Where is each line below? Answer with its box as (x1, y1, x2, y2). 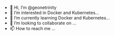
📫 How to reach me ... (9, 26, 56, 31)
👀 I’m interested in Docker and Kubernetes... (9, 10, 99, 16)
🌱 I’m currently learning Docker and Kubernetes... (9, 15, 110, 20)
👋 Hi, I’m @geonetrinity (9, 5, 57, 10)
